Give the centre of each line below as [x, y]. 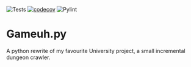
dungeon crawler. [28, 57]
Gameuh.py [37, 34]
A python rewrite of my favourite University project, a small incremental [96, 51]
